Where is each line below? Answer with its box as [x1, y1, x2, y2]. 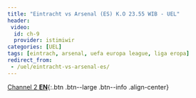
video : [10, 23, 31, 31]
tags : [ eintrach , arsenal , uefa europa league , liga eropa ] [7, 50, 190, 58]
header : [7, 17, 31, 24]
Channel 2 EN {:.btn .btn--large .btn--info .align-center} [7, 82, 170, 91]
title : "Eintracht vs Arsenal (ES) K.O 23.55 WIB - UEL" [7, 10, 180, 18]
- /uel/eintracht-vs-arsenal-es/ [10, 63, 110, 70]
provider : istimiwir [14, 37, 75, 44]
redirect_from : [7, 57, 53, 64]
